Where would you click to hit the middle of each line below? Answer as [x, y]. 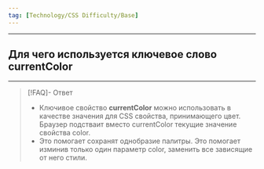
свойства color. [65, 133]
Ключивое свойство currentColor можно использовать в [135, 108]
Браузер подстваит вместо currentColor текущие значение [138, 124]
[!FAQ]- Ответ [50, 93]
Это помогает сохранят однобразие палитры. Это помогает [140, 141]
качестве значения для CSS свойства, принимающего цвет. [140, 116]
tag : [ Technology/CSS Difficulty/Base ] [73, 15]
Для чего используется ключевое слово [113, 54]
